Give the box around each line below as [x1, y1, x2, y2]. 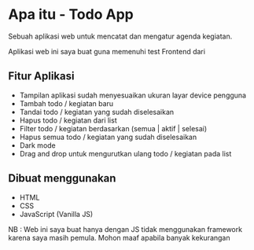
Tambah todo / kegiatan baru [19, 98, 114, 108]
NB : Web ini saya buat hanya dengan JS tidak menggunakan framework [8, 224, 242, 233]
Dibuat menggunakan [8, 171, 116, 186]
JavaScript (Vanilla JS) [19, 209, 94, 219]
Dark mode [19, 140, 57, 150]
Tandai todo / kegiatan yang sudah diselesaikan [19, 107, 175, 116]
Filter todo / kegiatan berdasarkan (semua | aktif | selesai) [19, 123, 208, 133]
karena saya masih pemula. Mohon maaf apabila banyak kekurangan [8, 233, 230, 242]
